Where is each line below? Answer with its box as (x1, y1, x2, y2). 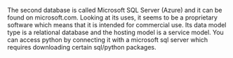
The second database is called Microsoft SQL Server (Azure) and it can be (7, 6, 222, 14)
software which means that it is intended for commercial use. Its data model (7, 21, 227, 29)
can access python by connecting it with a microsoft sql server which (7, 36, 208, 44)
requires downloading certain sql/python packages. (7, 43, 157, 51)
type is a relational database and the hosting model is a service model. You (7, 28, 225, 36)
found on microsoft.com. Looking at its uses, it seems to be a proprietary (7, 13, 218, 22)
